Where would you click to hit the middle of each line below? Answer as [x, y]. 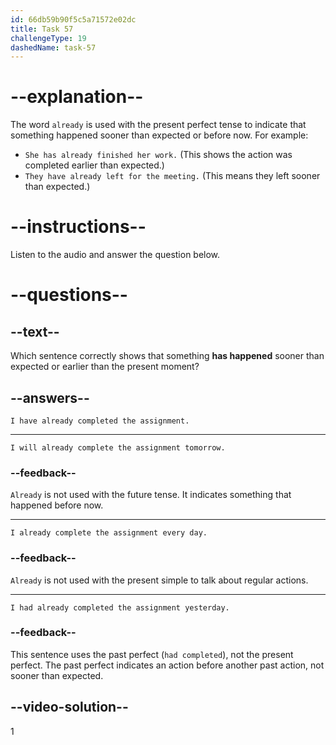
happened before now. [57, 505]
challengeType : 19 [48, 38]
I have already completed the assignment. [100, 421]
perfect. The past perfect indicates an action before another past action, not [167, 665]
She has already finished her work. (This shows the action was [158, 155]
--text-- [35, 331]
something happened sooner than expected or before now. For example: [159, 135]
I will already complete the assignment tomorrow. [118, 447]
